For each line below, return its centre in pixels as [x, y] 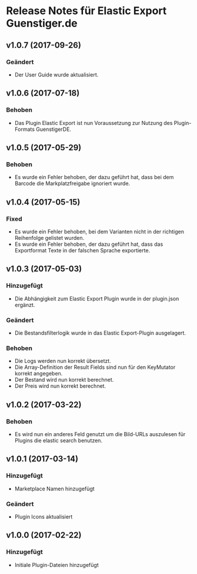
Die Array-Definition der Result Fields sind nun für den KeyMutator [95, 367]
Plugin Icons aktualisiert [44, 516]
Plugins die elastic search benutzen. [59, 440]
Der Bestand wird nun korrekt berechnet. [64, 380]
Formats [25, 129]
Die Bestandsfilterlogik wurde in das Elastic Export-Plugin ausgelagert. [100, 333]
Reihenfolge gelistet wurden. [49, 237]
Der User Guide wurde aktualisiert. [56, 74]
